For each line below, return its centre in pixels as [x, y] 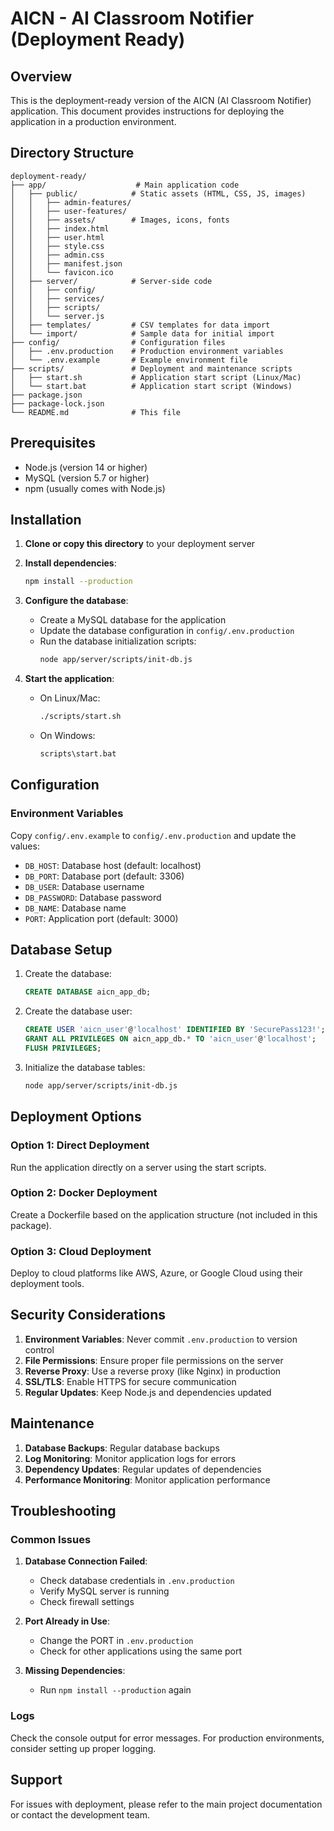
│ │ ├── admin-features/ [71, 202]
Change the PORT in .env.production [116, 1641]
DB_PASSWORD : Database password [93, 897]
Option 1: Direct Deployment [80, 1145]
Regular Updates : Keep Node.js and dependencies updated [148, 1392]
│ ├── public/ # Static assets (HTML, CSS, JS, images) [158, 193]
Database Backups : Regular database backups [122, 1448]
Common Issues [51, 1540]
